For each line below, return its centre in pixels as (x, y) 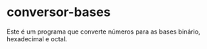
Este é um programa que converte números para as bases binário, (103, 31)
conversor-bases (59, 12)
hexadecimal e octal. (37, 38)
